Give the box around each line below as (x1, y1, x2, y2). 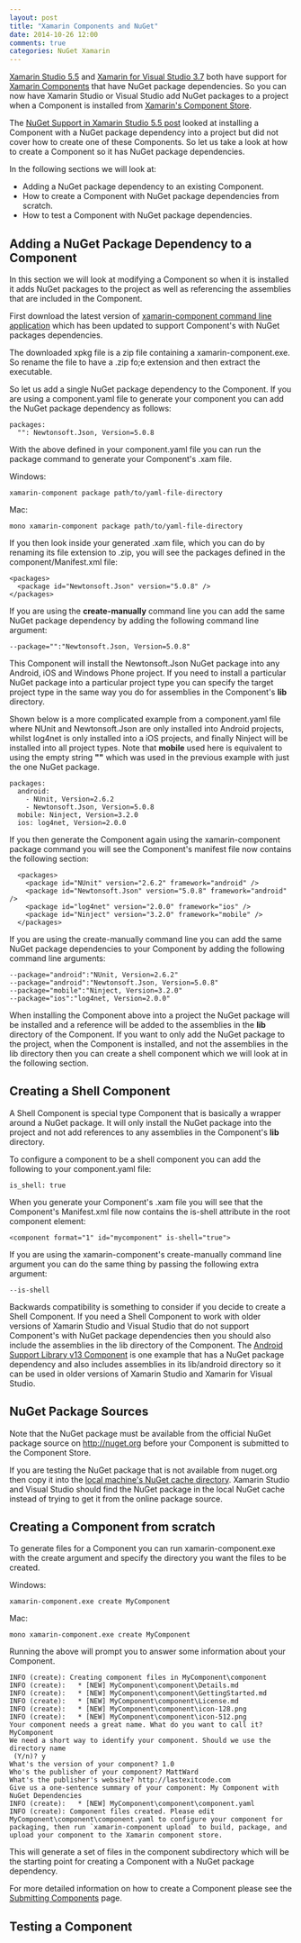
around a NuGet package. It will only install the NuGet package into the (9, 1117, 272, 1128)
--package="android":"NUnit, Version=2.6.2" (9, 970, 179, 979)
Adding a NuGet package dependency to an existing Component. (22, 181, 264, 192)
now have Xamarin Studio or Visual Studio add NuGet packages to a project (9, 91, 289, 102)
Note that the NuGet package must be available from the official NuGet (9, 1428, 271, 1439)
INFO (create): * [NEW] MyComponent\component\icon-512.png (9, 1712, 247, 1721)
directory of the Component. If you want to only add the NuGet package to (9, 1029, 286, 1040)
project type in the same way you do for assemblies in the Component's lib (9, 686, 288, 697)
